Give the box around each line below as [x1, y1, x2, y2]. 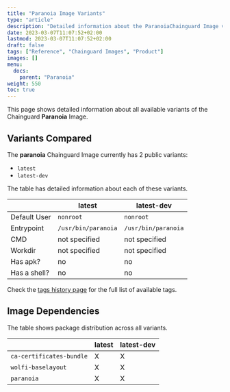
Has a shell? [10, 268, 50, 278]
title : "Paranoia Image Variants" [7, 10, 106, 17]
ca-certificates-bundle [10, 352, 88, 360]
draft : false [7, 42, 44, 49]
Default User [10, 212, 51, 221]
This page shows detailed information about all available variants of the [7, 106, 208, 114]
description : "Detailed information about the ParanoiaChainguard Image [7, 23, 219, 29]
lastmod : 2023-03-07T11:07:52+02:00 [7, 36, 112, 42]
